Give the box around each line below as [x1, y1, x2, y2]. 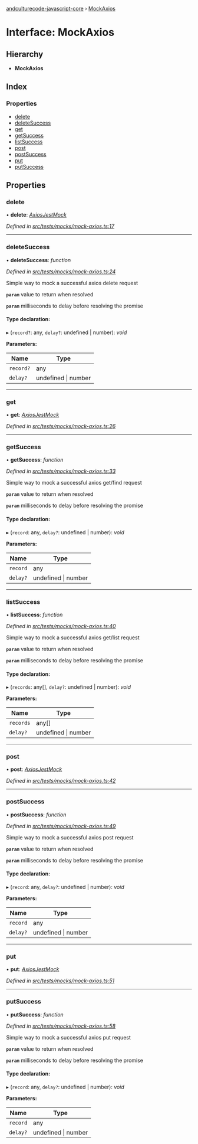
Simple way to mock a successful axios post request [6, 834, 134, 841]
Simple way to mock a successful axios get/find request [6, 479, 143, 486]
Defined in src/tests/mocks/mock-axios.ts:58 [6, 1022, 116, 1029]
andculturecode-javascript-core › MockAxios [6, 5, 116, 12]
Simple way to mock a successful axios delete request [6, 279, 138, 286]
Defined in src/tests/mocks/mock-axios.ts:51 [6, 977, 115, 985]
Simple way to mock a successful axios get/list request [6, 634, 140, 641]
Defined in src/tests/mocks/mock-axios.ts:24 [6, 268, 116, 275]
